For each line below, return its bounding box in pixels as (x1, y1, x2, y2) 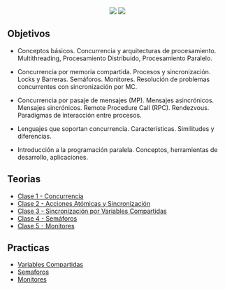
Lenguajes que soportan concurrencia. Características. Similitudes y (17, 124, 215, 132)
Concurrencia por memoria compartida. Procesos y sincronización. (17, 67, 211, 76)
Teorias (7, 173, 41, 185)
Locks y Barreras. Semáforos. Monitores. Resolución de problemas (17, 75, 210, 83)
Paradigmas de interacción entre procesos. (17, 111, 142, 119)
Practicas (7, 242, 50, 254)
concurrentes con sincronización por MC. (17, 82, 138, 90)
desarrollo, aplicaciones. (17, 153, 89, 161)
